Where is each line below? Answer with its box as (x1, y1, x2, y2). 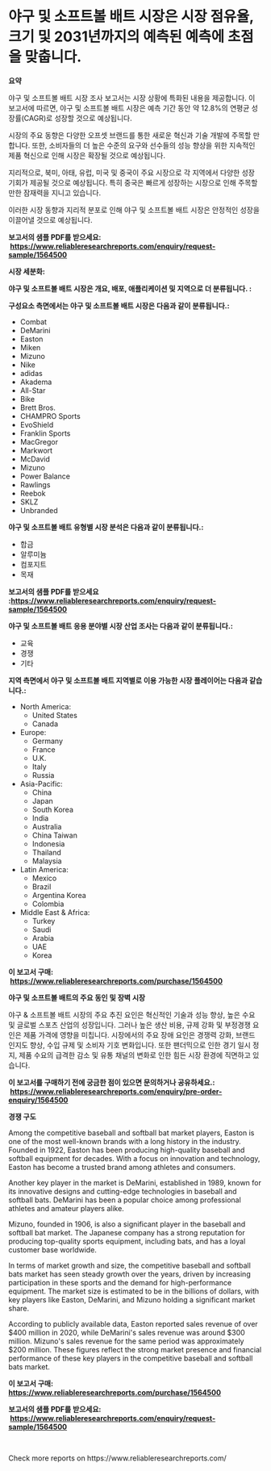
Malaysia (31, 856, 62, 866)
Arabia (31, 933, 55, 942)
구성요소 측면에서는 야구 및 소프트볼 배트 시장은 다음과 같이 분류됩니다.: (8, 300, 230, 311)
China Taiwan (31, 830, 78, 840)
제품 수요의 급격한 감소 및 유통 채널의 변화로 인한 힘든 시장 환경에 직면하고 (19, 1050, 252, 1059)
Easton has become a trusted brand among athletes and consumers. (8, 1162, 236, 1172)
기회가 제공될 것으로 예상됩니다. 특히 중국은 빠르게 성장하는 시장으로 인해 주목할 (8, 178, 258, 187)
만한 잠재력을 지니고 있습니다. (8, 187, 102, 198)
